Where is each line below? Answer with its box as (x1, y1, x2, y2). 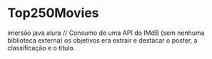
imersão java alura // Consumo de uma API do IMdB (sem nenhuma (7, 28, 205, 37)
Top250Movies (7, 5, 99, 21)
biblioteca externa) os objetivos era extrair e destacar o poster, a (7, 36, 198, 44)
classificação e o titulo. (7, 43, 76, 52)
